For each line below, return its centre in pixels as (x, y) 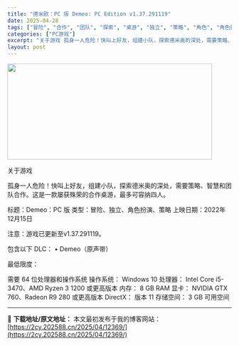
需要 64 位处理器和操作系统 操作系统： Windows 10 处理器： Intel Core (111, 279)
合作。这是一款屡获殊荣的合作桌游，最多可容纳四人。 (91, 194)
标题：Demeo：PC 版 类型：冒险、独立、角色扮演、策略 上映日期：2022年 (117, 210)
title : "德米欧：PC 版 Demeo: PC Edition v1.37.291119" (89, 14)
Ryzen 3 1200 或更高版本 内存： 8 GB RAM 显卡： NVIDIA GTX (137, 288)
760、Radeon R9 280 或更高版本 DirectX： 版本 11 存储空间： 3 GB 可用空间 (118, 297)
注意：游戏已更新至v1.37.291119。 (56, 234)
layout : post (27, 47)
